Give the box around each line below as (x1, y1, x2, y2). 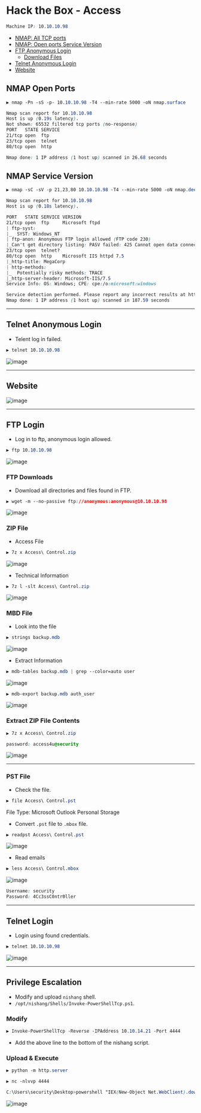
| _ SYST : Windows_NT (6, 231, 60, 237)
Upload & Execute (6, 1054, 59, 1062)
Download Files (23, 53, 62, 61)
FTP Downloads (6, 473, 53, 481)
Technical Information (14, 572, 69, 579)
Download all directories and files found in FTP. (14, 487, 132, 494)
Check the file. (14, 786, 51, 793)
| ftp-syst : (6, 225, 36, 231)
